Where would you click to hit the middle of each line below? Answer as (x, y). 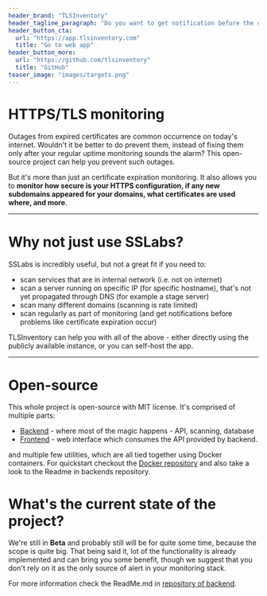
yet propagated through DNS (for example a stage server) (114, 296)
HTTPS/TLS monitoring (87, 114)
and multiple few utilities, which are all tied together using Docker (115, 455)
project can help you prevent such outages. (104, 162)
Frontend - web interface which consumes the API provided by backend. (139, 439)
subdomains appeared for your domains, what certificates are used (122, 194)
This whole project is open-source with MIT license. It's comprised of (122, 407)
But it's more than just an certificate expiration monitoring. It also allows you (132, 177)
